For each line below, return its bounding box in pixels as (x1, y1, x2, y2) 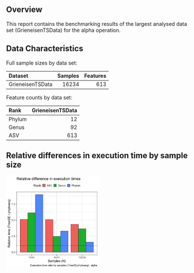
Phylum (8, 115, 27, 122)
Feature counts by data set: (6, 94, 72, 101)
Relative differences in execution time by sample (6, 151, 188, 161)
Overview (6, 5, 43, 15)
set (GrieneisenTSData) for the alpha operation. (6, 26, 121, 34)
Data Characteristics (6, 44, 83, 54)
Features (84, 72, 107, 79)
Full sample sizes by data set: (6, 59, 78, 66)
